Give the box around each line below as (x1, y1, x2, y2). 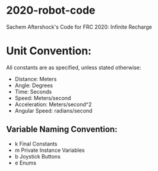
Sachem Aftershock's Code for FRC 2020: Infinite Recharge (6, 23, 153, 30)
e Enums (14, 159, 37, 166)
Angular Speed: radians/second (14, 107, 93, 114)
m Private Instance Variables (14, 147, 85, 154)
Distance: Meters (14, 75, 57, 82)
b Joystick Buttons (14, 153, 61, 160)
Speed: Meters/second (14, 94, 71, 101)
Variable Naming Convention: (6, 125, 118, 135)
